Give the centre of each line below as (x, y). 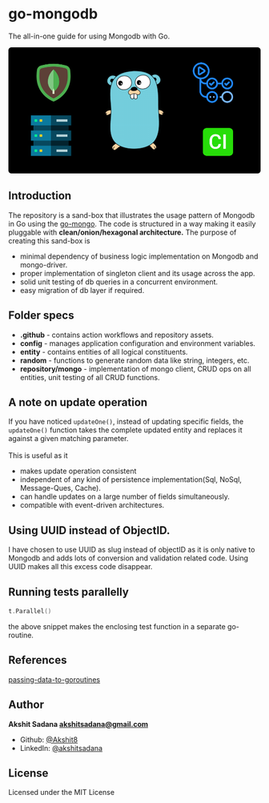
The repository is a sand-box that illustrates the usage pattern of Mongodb (132, 215)
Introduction (40, 196)
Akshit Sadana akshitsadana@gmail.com (78, 724)
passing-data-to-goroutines (54, 679)
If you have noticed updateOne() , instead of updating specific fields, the (126, 422)
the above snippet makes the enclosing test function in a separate (117, 626)
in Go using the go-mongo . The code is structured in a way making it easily (132, 223)
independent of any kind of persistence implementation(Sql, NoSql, (131, 480)
